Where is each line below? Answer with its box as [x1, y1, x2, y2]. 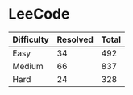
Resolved [56, 34, 94, 45]
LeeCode [8, 5, 70, 23]
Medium [12, 60, 44, 72]
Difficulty [12, 34, 50, 45]
